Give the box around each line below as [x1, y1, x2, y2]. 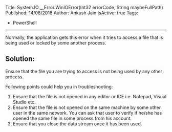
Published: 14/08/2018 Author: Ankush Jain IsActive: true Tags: [5, 10, 138, 16]
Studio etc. [12, 99, 36, 105]
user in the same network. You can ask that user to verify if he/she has [12, 109, 162, 116]
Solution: [5, 55, 35, 63]
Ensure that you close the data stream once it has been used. [12, 120, 142, 127]
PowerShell [12, 20, 37, 26]
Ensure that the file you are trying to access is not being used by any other [5, 68, 163, 74]
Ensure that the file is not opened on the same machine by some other [12, 104, 161, 111]
